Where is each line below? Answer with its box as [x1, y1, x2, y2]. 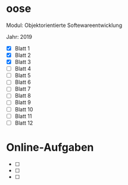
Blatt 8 [14, 92, 31, 99]
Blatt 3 [14, 59, 31, 66]
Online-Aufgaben [6, 140, 94, 154]
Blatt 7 [14, 86, 31, 93]
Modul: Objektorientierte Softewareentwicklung [6, 22, 123, 29]
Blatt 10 [14, 105, 33, 113]
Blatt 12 [14, 119, 33, 126]
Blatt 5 [14, 72, 31, 79]
